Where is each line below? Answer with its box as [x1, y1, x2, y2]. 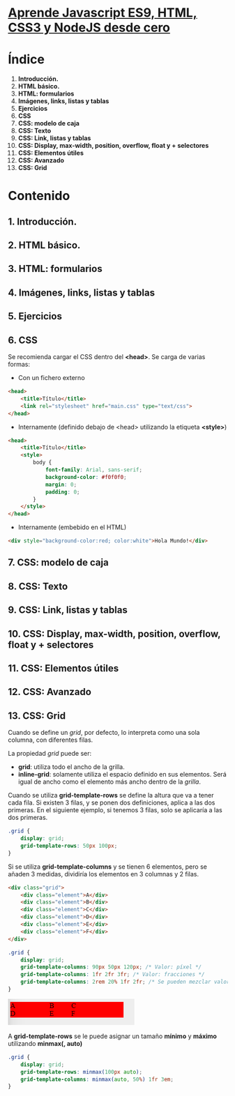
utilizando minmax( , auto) [8, 1039, 83, 1047]
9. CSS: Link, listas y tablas [8, 604, 128, 616]
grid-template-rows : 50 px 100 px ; [20, 842, 118, 849]
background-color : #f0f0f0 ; [45, 473, 128, 480]
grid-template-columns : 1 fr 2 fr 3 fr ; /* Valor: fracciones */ [20, 971, 205, 978]
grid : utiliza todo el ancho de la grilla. [17, 763, 125, 771]
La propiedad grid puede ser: [8, 749, 92, 758]
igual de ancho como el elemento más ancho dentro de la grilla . [17, 777, 202, 786]
